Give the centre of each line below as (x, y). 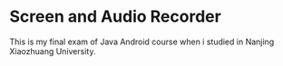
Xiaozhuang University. (53, 51)
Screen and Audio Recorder (116, 17)
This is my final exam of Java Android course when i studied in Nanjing (142, 42)
